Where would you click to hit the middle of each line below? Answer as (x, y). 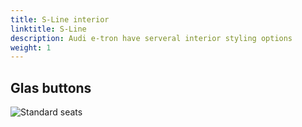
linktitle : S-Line (48, 29)
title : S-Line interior (60, 19)
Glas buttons (51, 87)
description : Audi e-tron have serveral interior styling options (151, 38)
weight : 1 (31, 47)
